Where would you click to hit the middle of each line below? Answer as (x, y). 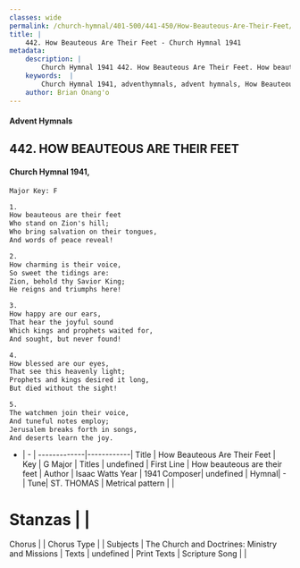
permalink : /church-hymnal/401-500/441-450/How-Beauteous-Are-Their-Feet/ (151, 26)
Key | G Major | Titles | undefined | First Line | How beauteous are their (152, 464)
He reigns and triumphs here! (66, 290)
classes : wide (36, 17)
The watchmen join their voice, (69, 412)
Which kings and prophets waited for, (81, 331)
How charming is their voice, (66, 265)
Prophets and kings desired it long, (79, 380)
